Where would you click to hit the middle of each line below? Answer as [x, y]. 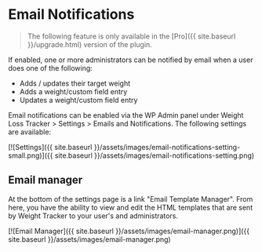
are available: [30, 132]
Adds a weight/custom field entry [73, 91]
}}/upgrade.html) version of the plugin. [90, 44]
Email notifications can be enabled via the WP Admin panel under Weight [126, 115]
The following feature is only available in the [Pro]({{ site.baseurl [131, 36]
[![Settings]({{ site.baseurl [50, 147]
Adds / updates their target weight [75, 83]
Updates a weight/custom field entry [78, 100]
